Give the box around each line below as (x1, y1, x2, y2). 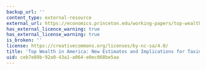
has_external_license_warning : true (6, 32, 100, 38)
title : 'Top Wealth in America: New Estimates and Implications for (6, 49, 185, 55)
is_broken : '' (6, 37, 43, 43)
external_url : (6, 20, 43, 26)
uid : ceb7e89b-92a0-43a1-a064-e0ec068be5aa (6, 54, 120, 60)
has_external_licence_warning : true (6, 26, 100, 32)
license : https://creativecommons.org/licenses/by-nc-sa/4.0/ (6, 43, 169, 49)
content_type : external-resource (6, 15, 92, 21)
